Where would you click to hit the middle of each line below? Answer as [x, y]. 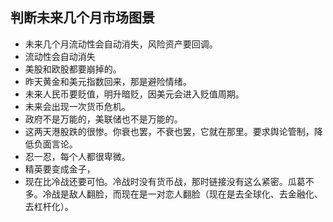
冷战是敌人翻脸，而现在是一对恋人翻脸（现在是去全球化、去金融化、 [182, 194]
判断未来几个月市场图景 [82, 18]
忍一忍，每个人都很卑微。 [77, 156]
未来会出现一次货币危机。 [77, 106]
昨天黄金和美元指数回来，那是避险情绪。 [108, 81]
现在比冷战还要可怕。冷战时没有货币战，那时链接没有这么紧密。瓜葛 [165, 181]
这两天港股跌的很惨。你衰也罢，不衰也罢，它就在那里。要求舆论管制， [169, 131]
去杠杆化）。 [49, 206]
